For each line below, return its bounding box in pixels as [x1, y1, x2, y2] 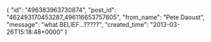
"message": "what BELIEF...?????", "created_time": [6, 21, 149, 28]
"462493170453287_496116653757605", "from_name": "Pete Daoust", [6, 13, 206, 21]
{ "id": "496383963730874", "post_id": [6, 6, 117, 14]
